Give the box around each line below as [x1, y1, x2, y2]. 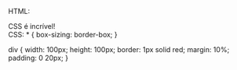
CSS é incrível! [8, 22, 56, 30]
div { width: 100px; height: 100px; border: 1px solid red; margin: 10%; [8, 45, 230, 54]
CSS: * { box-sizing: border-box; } [8, 30, 118, 39]
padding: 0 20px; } [8, 54, 69, 62]
